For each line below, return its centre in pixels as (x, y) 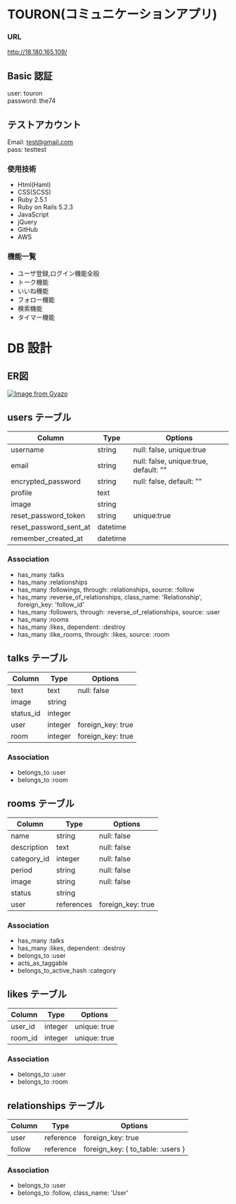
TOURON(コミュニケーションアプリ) (112, 14)
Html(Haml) (34, 185)
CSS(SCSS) (34, 192)
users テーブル (39, 418)
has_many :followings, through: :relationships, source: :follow (106, 589)
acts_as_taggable (42, 963)
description (29, 847)
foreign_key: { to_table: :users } (134, 1148)
